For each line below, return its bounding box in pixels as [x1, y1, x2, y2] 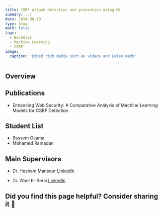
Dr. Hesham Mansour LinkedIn [12, 168, 75, 174]
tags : [5, 30, 16, 35]
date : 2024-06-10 [5, 16, 41, 21]
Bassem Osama [12, 135, 45, 141]
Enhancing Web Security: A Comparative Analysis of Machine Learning [12, 102, 158, 108]
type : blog [5, 21, 28, 26]
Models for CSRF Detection [12, 107, 69, 113]
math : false [5, 26, 30, 31]
